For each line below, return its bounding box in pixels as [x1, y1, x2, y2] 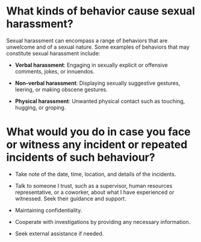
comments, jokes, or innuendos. [14, 67, 95, 75]
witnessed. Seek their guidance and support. [14, 194, 126, 202]
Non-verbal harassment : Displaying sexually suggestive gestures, [14, 79, 181, 87]
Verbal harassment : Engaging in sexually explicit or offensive [14, 61, 169, 69]
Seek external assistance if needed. [14, 230, 104, 237]
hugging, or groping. [14, 104, 66, 111]
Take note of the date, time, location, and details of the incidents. [14, 170, 176, 178]
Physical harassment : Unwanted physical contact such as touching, [14, 98, 185, 105]
